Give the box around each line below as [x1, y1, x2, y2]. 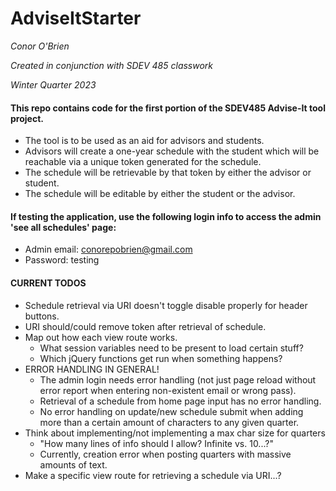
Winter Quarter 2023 [10, 78, 97, 91]
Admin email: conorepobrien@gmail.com [24, 243, 193, 256]
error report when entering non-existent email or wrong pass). [39, 384, 297, 396]
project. [10, 112, 44, 124]
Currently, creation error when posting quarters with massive [39, 448, 292, 460]
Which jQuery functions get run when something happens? [39, 352, 283, 364]
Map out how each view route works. [24, 331, 178, 343]
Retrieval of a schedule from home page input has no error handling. [39, 395, 322, 407]
